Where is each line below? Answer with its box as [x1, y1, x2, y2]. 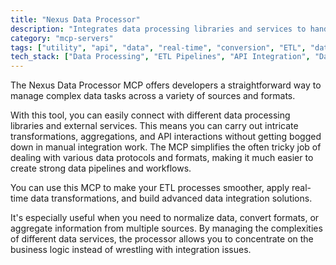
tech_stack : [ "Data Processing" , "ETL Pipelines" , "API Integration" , [10, 52, 311, 62]
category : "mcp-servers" [10, 33, 114, 43]
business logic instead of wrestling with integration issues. [10, 244, 252, 256]
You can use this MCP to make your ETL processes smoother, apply [10, 182, 290, 194]
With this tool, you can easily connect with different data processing [10, 109, 291, 121]
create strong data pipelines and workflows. [10, 162, 192, 175]
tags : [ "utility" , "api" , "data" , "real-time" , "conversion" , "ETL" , [10, 42, 307, 53]
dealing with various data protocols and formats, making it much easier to [10, 152, 314, 164]
